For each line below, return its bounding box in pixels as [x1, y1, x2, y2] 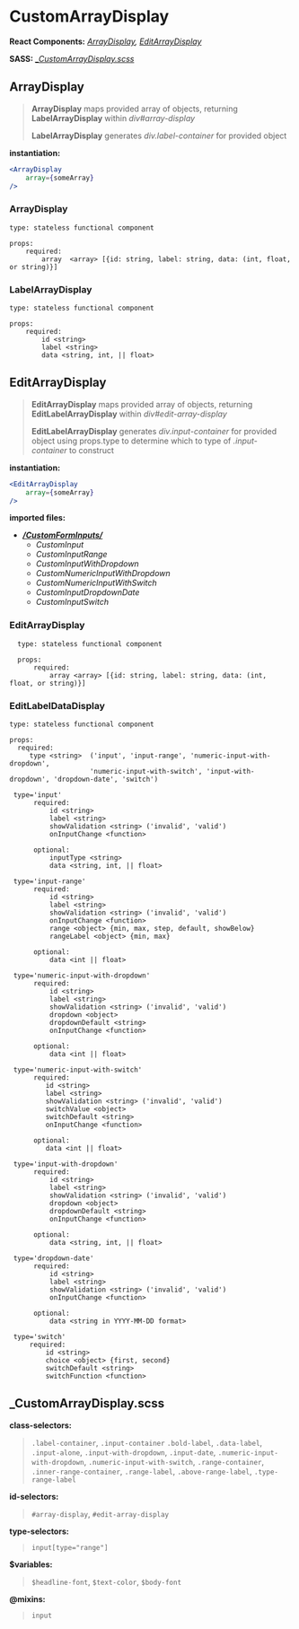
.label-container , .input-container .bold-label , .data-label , [31, 1437, 263, 1448]
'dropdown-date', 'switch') [53, 775, 159, 784]
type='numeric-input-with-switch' [13, 1065, 143, 1074]
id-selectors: [9, 1491, 59, 1502]
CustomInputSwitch [35, 597, 110, 608]
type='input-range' [13, 877, 87, 886]
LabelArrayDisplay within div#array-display [31, 112, 196, 123]
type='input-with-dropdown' [13, 1160, 119, 1169]
